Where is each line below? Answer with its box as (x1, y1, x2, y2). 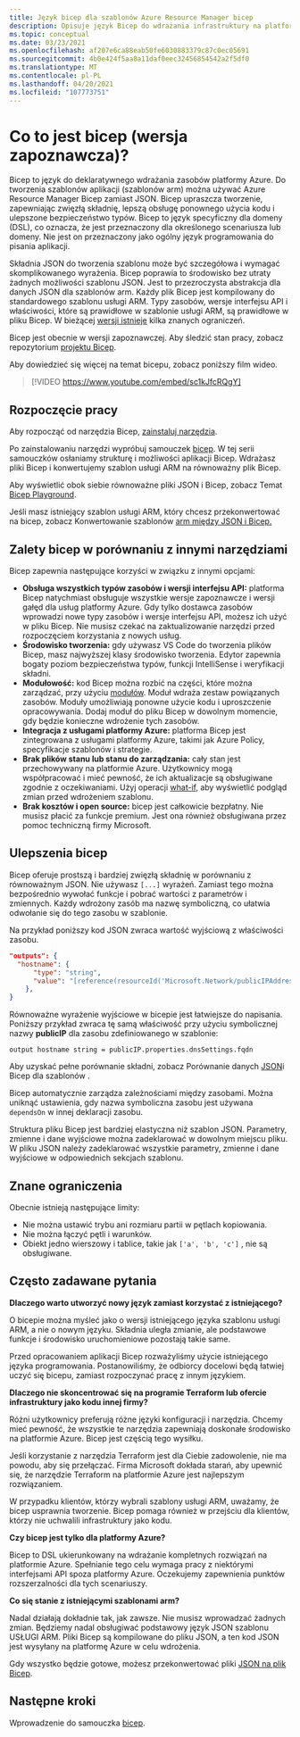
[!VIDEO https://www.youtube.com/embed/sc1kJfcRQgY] (30, 377, 241, 387)
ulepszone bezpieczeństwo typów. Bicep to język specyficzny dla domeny (9, 212, 283, 223)
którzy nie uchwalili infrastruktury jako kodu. (9, 1515, 172, 1525)
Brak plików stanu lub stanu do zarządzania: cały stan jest (21, 753, 241, 764)
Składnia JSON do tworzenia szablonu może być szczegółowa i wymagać (9, 258, 280, 269)
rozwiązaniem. (9, 1478, 63, 1489)
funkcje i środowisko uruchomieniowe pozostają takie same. (9, 1334, 230, 1344)
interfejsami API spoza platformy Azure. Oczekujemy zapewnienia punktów (9, 1568, 286, 1579)
